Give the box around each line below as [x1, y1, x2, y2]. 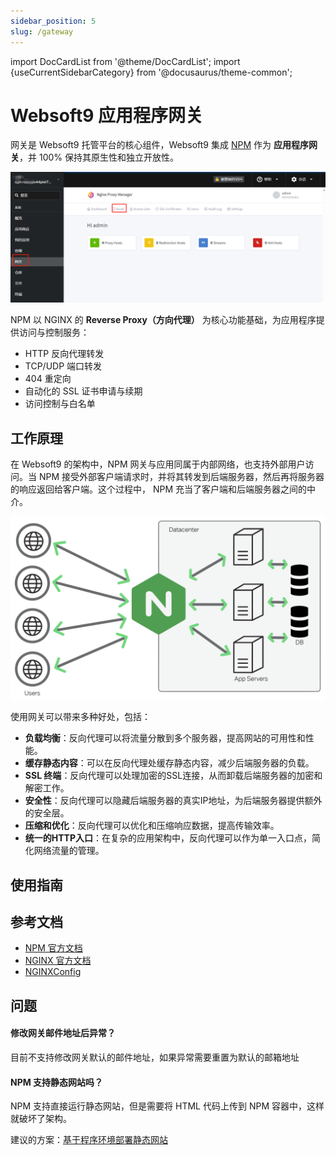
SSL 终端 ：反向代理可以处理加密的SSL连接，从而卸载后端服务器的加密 [24, 770, 315, 782]
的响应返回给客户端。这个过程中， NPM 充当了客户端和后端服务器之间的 [10, 483, 308, 495]
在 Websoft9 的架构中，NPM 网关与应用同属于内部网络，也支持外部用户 [10, 458, 306, 470]
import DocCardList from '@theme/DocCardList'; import [10, 55, 241, 67]
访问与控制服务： [18, 326, 90, 339]
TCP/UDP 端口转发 [24, 360, 103, 372]
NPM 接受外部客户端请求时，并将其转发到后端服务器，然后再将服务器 [38, 470, 325, 482]
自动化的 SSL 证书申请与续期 [24, 385, 143, 397]
